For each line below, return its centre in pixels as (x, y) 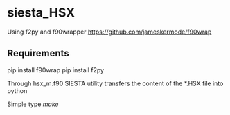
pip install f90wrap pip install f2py (56, 70)
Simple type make (33, 104)
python (17, 90)
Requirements (38, 53)
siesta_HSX (41, 13)
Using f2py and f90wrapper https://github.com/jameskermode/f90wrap (109, 32)
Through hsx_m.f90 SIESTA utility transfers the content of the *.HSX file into (115, 83)
